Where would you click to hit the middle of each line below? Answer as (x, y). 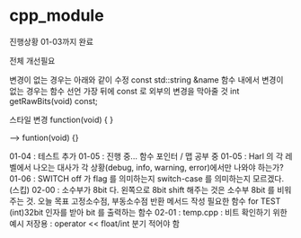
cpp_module (57, 16)
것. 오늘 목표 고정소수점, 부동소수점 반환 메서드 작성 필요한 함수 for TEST (153, 201)
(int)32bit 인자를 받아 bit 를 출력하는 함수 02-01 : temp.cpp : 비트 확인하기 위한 (148, 212)
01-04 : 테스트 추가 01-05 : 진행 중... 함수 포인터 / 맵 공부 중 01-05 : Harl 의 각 (146, 156)
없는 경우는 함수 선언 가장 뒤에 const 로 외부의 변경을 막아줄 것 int (124, 91)
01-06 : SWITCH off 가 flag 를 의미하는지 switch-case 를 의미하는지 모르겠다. (147, 178)
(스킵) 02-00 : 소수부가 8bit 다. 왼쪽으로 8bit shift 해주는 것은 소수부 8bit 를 (142, 190)
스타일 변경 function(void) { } (62, 119)
